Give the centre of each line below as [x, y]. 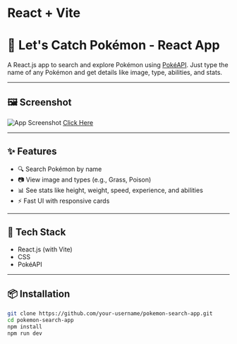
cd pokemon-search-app [41, 320]
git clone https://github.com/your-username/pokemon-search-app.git [110, 314]
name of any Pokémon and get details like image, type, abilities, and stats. [115, 73]
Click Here [78, 122]
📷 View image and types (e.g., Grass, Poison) [84, 179]
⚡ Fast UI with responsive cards [63, 201]
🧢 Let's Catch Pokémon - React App [114, 46]
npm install [25, 327]
